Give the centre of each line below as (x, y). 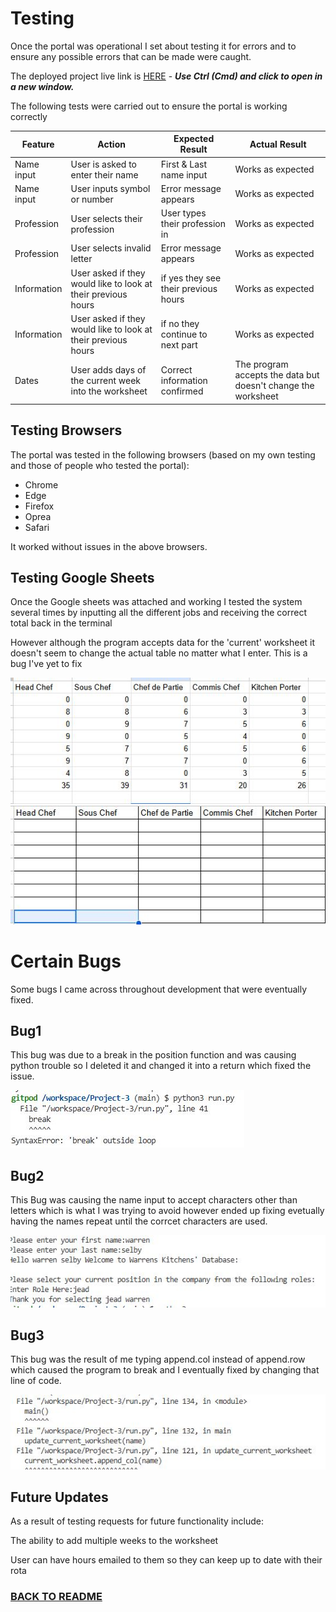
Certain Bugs (66, 961)
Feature (38, 144)
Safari (37, 527)
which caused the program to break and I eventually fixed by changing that (165, 1370)
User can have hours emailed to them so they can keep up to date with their (166, 1560)
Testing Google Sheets (82, 577)
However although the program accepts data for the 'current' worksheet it (163, 643)
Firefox (39, 506)
